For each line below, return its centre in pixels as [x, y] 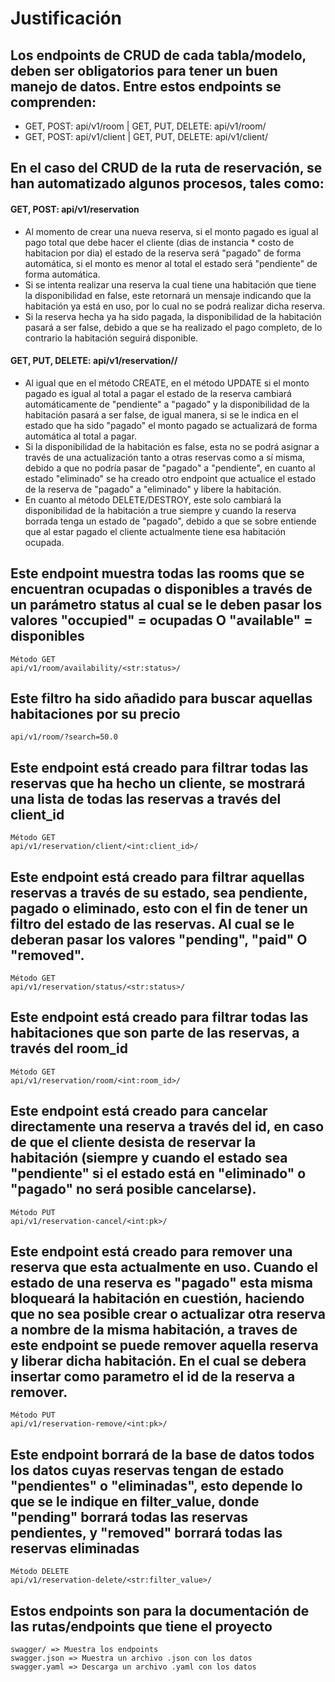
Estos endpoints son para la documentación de [160, 1610]
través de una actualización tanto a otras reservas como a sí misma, [165, 457]
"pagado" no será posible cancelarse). [133, 1189]
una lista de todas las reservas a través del [146, 798]
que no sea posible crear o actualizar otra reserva [168, 1314]
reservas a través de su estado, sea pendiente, [159, 892]
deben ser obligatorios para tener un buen [144, 70]
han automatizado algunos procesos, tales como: [167, 183]
